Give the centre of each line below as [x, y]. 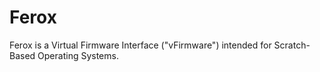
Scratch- [292, 45]
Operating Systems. [78, 55]
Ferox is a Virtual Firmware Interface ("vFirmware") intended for [140, 45]
